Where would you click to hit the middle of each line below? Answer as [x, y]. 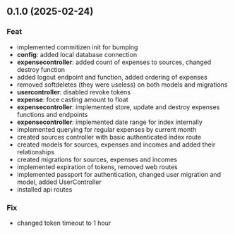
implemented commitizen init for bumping [77, 47]
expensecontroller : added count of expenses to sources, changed [114, 62]
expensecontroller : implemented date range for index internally [109, 122]
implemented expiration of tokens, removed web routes [97, 167]
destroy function [41, 69]
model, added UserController [59, 182]
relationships [35, 152]
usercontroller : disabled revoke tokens [74, 92]
